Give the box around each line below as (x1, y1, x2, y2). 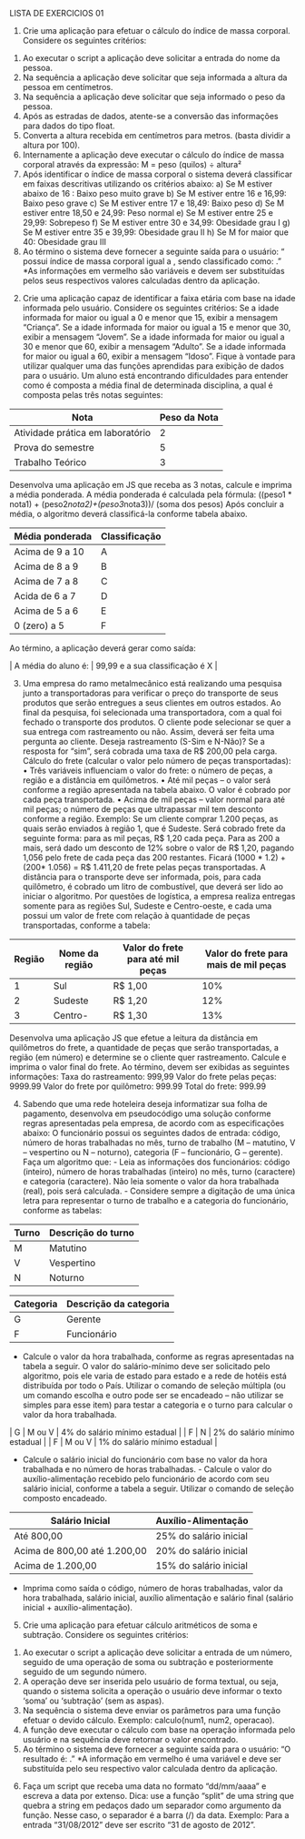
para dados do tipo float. (22, 120, 115, 131)
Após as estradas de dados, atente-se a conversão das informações (22, 111, 279, 121)
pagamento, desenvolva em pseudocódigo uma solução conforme (22, 1108, 271, 1119)
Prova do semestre (14, 442, 95, 453)
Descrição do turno (48, 1226, 134, 1239)
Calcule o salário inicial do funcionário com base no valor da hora (22, 1454, 268, 1465)
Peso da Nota (159, 411, 220, 423)
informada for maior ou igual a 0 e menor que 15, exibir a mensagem (22, 312, 279, 322)
